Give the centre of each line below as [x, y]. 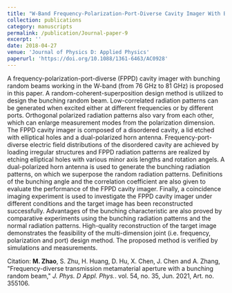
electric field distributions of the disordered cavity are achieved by [124, 144]
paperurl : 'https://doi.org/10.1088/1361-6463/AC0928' [88, 59]
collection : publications [44, 20]
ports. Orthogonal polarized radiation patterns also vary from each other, [110, 115]
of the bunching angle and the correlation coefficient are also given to [106, 181]
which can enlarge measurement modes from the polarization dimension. [111, 123]
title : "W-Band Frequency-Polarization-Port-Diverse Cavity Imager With [114, 14]
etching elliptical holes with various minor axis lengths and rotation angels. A [116, 159]
